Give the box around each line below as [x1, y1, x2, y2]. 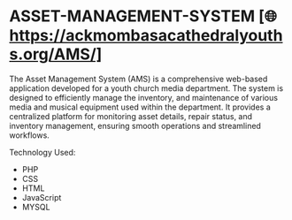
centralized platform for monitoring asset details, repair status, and [9, 110, 253, 121]
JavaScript [21, 192, 62, 202]
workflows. [9, 130, 50, 140]
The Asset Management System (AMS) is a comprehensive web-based [9, 73, 268, 84]
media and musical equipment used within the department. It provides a [9, 102, 272, 112]
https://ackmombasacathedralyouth [9, 26, 283, 46]
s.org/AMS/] [9, 44, 103, 64]
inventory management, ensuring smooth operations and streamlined [9, 120, 261, 131]
